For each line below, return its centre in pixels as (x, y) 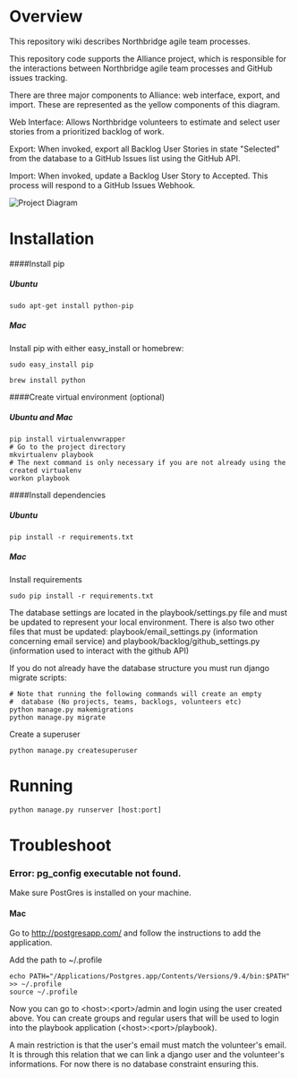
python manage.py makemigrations (72, 710)
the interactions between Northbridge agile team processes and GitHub (141, 68)
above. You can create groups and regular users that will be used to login (144, 1018)
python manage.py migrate (57, 717)
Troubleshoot (60, 845)
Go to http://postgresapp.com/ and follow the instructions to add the (135, 933)
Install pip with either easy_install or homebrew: (97, 348)
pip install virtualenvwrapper (68, 439)
